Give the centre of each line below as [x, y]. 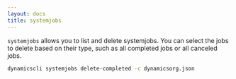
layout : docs [27, 14]
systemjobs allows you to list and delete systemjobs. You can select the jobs [118, 40]
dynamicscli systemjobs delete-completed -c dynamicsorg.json [101, 68]
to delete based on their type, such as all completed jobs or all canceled [112, 48]
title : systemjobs [34, 20]
